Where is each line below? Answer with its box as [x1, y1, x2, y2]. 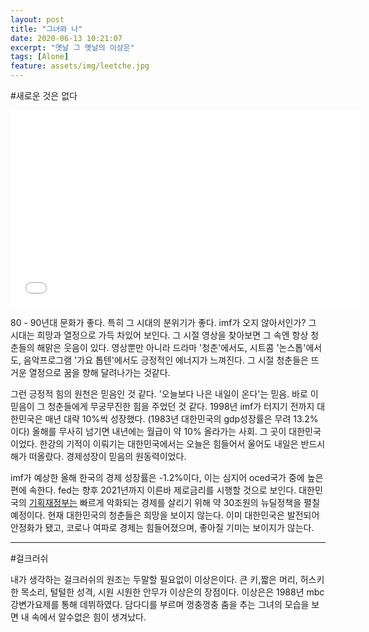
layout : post [10, 14, 65, 25]
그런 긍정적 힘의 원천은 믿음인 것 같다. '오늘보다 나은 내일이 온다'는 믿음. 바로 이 [10, 388, 319, 400]
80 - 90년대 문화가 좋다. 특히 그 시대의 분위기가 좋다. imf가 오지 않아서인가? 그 [10, 317, 317, 328]
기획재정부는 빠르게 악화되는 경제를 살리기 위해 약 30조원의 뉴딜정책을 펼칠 [28, 497, 320, 508]
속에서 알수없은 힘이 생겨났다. [31, 611, 147, 623]
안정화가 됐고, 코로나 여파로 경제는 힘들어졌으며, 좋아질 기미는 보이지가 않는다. [10, 522, 315, 533]
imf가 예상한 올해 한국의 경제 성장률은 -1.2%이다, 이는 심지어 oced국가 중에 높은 [10, 472, 324, 483]
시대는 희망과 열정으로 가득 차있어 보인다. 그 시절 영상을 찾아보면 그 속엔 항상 [10, 329, 309, 341]
